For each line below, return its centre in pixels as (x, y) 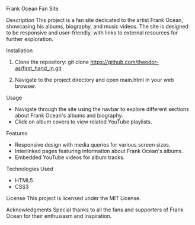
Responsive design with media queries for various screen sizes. (92, 145)
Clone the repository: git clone (52, 62)
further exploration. (30, 39)
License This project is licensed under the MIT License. (73, 198)
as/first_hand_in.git (38, 68)
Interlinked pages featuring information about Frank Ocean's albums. (99, 151)
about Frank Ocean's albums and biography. (69, 115)
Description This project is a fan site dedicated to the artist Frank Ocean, (95, 20)
